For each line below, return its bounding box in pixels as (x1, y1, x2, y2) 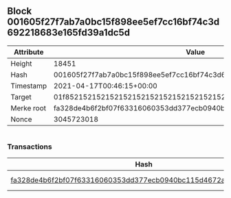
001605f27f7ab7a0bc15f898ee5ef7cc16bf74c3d (7, 16, 220, 28)
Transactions (7, 142, 53, 151)
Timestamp (10, 81, 47, 90)
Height (10, 58, 32, 68)
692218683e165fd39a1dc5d (7, 27, 131, 38)
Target (10, 92, 32, 101)
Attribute (13, 47, 44, 57)
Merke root (10, 103, 47, 112)
